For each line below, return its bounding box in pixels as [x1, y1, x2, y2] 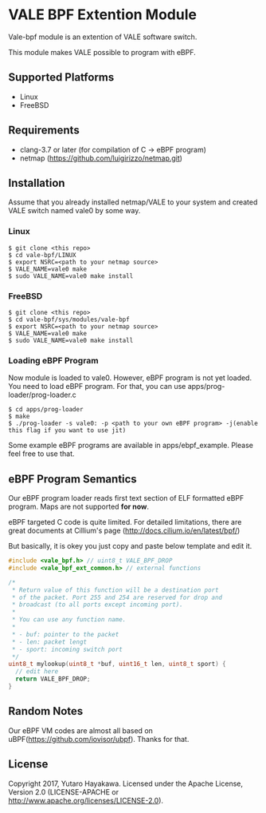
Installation [8, 176, 65, 189]
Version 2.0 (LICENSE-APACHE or [8, 787, 119, 796]
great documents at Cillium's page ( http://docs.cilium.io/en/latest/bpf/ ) [8, 525, 241, 536]
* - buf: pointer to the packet [11, 630, 119, 638]
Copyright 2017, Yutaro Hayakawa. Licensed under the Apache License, [8, 779, 244, 788]
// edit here [15, 668, 59, 676]
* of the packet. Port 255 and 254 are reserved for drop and [11, 593, 223, 601]
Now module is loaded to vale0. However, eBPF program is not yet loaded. [8, 373, 252, 383]
